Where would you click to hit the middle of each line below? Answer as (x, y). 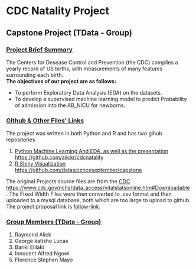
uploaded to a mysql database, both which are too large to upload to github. (98, 200)
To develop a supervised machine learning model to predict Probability (101, 99)
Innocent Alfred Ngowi (42, 254)
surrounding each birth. (35, 74)
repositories (21, 140)
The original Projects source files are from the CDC (68, 182)
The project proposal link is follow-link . (53, 207)
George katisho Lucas (41, 241)
